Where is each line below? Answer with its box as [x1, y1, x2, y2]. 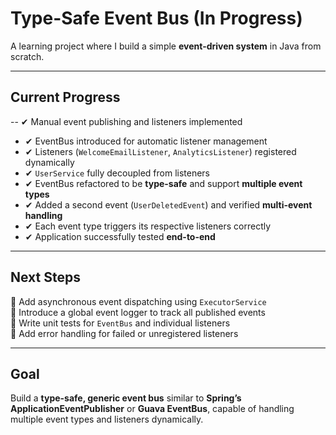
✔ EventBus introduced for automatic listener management [24, 135, 268, 147]
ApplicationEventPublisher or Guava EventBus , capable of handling [10, 403, 295, 415]
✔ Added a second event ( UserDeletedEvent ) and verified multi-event [24, 198, 313, 211]
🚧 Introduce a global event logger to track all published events [10, 306, 266, 318]
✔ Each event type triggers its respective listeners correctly [24, 220, 272, 232]
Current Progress [10, 89, 121, 106]
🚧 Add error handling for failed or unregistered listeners [10, 327, 239, 339]
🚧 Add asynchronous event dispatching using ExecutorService [10, 295, 267, 307]
